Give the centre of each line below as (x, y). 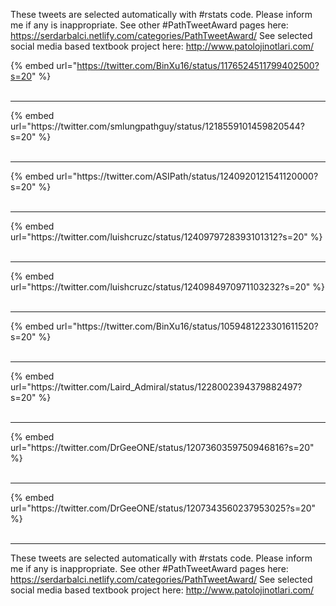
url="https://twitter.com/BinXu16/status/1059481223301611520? (187, 326)
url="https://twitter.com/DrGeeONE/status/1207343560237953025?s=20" (163, 508)
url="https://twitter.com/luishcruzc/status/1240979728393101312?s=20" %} (166, 237)
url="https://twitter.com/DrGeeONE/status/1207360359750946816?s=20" (162, 447)
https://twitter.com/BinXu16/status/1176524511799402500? (198, 65)
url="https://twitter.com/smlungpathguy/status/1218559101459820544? (157, 126)
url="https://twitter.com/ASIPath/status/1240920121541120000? (187, 176)
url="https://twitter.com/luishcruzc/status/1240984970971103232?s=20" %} (167, 287)
